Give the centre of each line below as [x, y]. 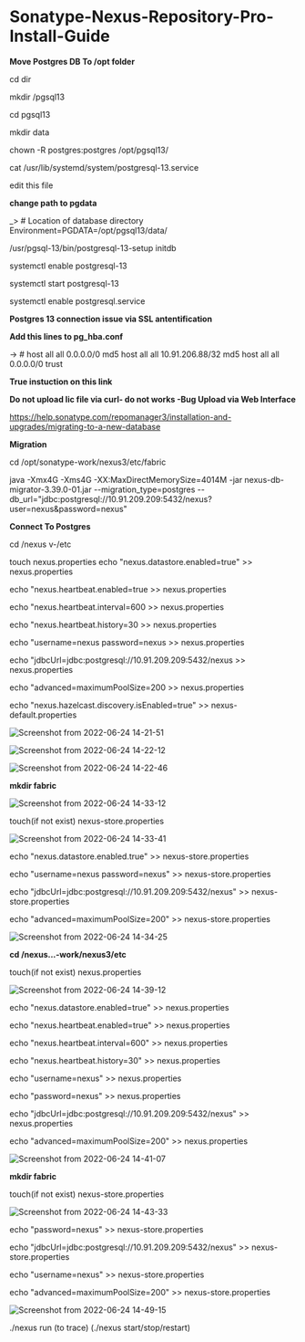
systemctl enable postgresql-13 [68, 266]
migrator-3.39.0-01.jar [51, 489]
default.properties [43, 715]
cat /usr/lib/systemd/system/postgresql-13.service [104, 167]
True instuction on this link [61, 382]
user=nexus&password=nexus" [68, 508]
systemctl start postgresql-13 [65, 283]
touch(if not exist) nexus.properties [76, 972]
